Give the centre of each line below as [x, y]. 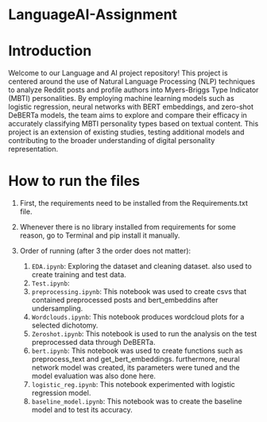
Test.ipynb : [50, 283]
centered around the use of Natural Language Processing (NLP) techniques [132, 82]
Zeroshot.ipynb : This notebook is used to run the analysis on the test [144, 334]
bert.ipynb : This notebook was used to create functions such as [137, 350]
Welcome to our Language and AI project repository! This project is [118, 73]
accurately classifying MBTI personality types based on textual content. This [133, 124]
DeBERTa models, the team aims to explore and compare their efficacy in [128, 115]
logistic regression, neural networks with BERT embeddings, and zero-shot [131, 107]
